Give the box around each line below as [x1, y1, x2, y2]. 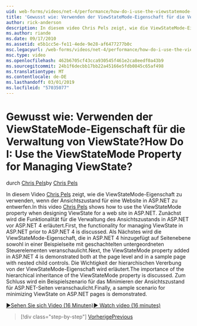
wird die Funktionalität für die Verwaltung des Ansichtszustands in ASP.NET [6, 215, 189, 223]
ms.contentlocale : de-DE [6, 74, 67, 80]
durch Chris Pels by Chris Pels [6, 179, 78, 186]
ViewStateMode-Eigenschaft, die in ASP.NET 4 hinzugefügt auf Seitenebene [6, 234, 191, 241]
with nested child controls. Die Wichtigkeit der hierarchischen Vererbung [6, 259, 182, 266]
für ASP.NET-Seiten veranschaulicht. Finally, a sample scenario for [6, 284, 165, 291]
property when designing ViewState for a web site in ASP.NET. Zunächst [6, 209, 182, 216]
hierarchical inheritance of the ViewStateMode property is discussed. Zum [6, 271, 186, 279]
